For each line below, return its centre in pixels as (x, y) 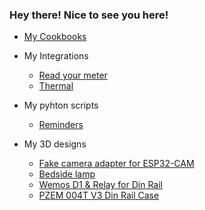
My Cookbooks (55, 37)
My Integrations (56, 56)
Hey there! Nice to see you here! (89, 15)
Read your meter (73, 75)
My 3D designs (55, 144)
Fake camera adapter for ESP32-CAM (116, 164)
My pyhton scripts (61, 105)
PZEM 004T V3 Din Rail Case (99, 195)
